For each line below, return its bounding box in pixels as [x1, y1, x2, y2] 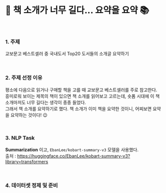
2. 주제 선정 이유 [5, 74, 43, 81]
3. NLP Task [5, 135, 35, 142]
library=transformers [5, 158, 48, 164]
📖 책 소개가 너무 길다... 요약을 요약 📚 [5, 5, 150, 16]
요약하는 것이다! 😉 [10, 112, 48, 118]
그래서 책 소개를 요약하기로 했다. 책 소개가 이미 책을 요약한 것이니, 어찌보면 [5, 105, 152, 111]
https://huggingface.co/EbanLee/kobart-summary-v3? [17, 153, 130, 159]
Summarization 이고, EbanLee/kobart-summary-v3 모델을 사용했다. [5, 147, 139, 153]
